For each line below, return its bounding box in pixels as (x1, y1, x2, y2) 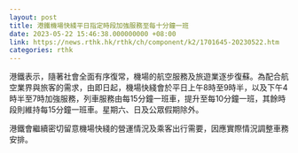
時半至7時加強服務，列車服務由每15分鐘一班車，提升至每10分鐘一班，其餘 (9, 94, 278, 104)
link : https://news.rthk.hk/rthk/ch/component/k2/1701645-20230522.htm (9, 37, 279, 47)
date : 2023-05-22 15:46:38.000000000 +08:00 (9, 29, 176, 38)
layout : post (9, 12, 58, 22)
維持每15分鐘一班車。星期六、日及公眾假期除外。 (24, 104, 204, 115)
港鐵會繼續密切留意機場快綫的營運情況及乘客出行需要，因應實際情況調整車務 (9, 123, 289, 134)
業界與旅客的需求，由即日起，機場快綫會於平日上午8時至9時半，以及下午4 (16, 82, 288, 93)
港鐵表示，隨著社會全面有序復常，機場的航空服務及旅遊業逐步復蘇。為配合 (9, 72, 281, 82)
